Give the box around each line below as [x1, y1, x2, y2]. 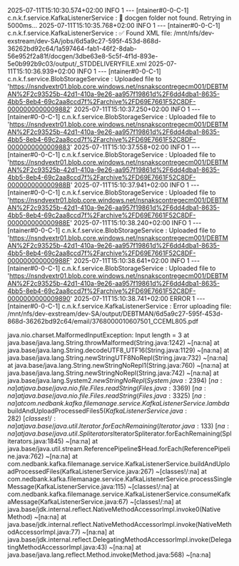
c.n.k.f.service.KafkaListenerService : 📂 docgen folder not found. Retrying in [7, 14, 232, 22]
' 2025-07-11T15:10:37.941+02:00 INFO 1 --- [70, 181, 200, 189]
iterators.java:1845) [7, 437, 64, 445]
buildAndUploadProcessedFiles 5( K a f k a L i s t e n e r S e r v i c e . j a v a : [7, 406, 188, 415]
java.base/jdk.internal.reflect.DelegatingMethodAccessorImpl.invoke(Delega [7, 535, 232, 544]
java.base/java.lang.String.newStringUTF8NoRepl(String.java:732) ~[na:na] [7, 354, 228, 362]
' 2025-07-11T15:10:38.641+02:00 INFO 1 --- [70, 257, 200, 264]
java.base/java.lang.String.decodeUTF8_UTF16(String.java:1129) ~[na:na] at [7, 346, 230, 354]
